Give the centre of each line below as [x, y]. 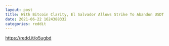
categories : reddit [26, 24]
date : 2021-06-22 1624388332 [36, 19]
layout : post [19, 10]
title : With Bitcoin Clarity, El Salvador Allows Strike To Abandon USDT [85, 14]
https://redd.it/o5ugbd [28, 38]
